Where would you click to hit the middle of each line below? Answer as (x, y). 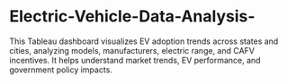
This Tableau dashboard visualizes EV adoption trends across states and (144, 41)
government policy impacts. (61, 70)
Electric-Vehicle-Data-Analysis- (132, 17)
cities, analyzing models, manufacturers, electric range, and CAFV (132, 50)
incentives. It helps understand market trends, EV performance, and (135, 60)
